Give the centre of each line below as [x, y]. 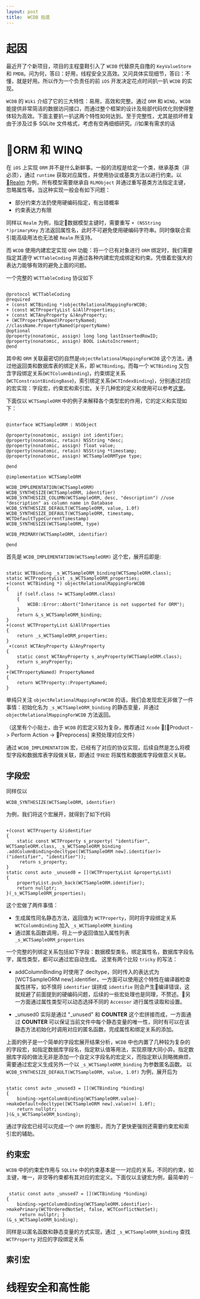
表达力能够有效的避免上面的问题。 [48, 265]
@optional [18, 331]
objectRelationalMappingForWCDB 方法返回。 [60, 715]
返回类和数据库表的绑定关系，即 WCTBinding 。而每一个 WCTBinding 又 [100, 366]
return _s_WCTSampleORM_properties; [62, 636]
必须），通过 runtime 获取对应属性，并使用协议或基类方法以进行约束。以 [94, 175]
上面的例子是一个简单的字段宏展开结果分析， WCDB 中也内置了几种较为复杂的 [98, 1042]
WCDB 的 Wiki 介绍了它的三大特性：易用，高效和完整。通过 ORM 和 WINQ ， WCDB [99, 101]
